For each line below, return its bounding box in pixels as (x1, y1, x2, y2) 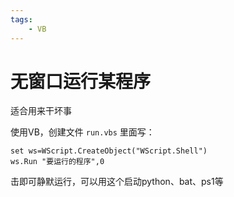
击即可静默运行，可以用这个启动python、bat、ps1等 (10, 176, 224, 188)
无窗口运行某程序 (10, 70, 152, 93)
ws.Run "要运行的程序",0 (10, 157, 105, 167)
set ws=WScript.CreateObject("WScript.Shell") (10, 146, 208, 156)
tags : (10, 14, 33, 25)
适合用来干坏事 (10, 105, 72, 117)
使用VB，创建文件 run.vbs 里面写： (10, 126, 155, 138)
